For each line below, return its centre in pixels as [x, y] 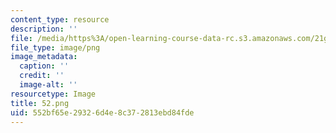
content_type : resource [60, 19]
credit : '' [42, 76]
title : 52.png [40, 103]
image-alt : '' [48, 85]
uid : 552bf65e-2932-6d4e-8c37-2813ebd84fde [102, 112]
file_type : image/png [55, 47]
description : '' [44, 29]
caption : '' [44, 66]
